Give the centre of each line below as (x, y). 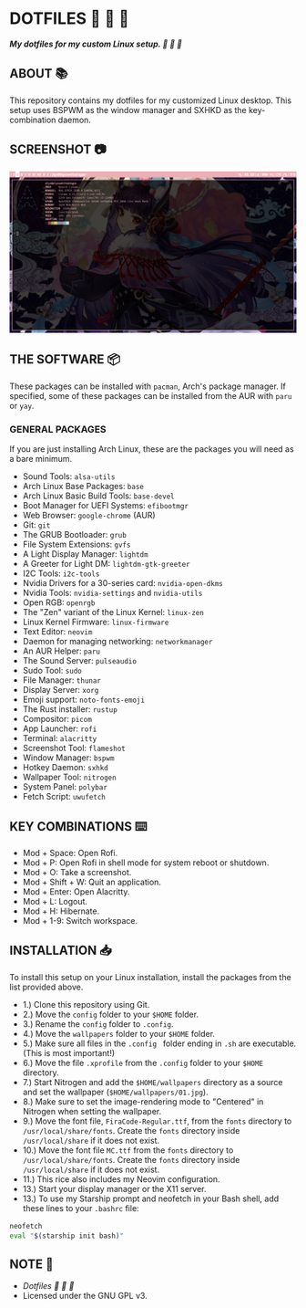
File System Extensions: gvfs (76, 544)
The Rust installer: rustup (70, 709)
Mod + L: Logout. (55, 901)
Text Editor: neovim (57, 632)
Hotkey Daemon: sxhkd (66, 768)
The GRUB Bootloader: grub (75, 535)
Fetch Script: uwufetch (64, 797)
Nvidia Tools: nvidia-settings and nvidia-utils (112, 593)
